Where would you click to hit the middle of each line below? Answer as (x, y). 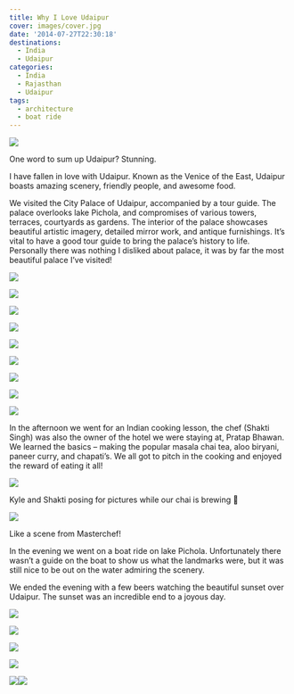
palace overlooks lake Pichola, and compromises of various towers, (133, 213)
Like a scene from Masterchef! (65, 534)
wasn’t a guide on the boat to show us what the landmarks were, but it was (147, 561)
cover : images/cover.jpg (55, 26)
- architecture (45, 109)
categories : (31, 68)
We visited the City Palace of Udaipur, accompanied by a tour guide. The (143, 203)
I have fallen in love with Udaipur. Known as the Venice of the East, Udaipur (147, 177)
